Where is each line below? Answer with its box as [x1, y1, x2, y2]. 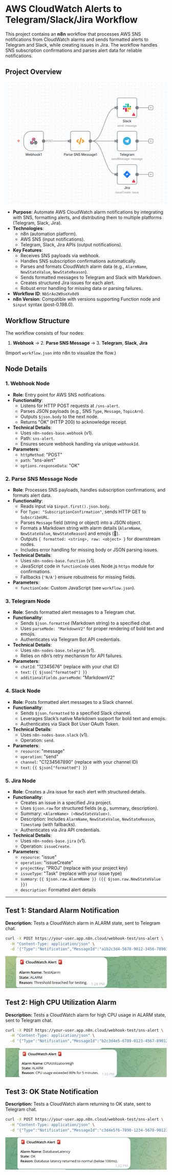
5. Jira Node [5, 777, 36, 784]
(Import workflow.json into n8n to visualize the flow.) [5, 350, 116, 356]
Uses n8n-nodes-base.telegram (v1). [20, 647, 96, 654]
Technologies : [12, 225, 44, 232]
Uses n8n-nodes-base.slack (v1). [20, 731, 89, 738]
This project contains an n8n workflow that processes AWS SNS [5, 31, 141, 37]
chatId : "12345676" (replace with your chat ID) [20, 664, 119, 670]
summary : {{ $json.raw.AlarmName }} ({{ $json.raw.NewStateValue [20, 875, 161, 882]
